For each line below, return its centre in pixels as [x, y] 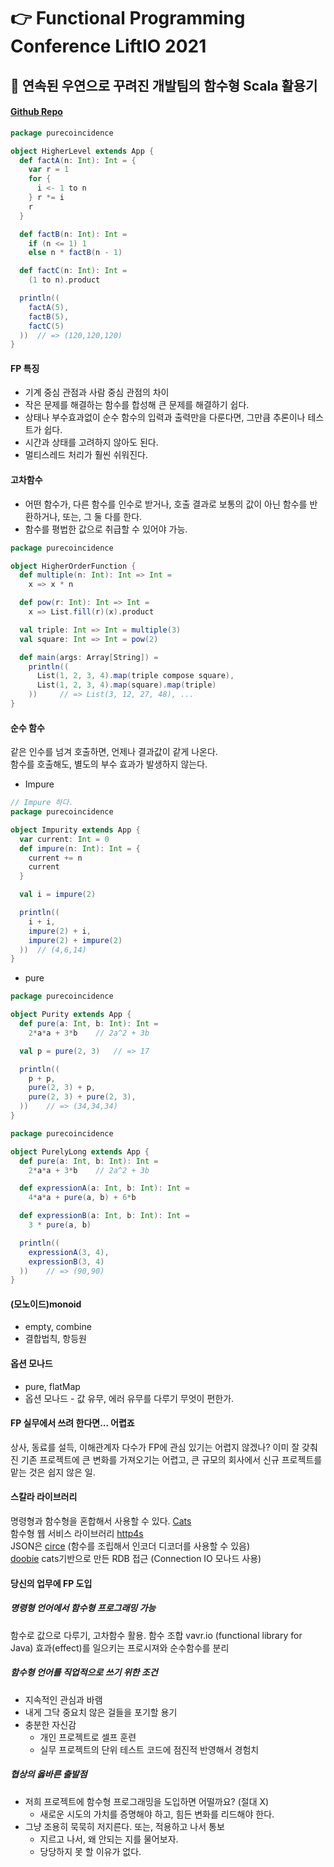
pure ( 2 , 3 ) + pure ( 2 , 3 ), [82, 1097]
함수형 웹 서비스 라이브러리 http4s [77, 1534]
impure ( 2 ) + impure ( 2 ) [75, 940]
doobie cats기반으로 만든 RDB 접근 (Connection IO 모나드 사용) [136, 1559]
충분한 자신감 [50, 1724]
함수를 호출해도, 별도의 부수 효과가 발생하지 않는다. [109, 764]
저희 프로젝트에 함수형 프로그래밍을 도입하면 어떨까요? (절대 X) [147, 1801]
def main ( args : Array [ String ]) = [89, 657]
